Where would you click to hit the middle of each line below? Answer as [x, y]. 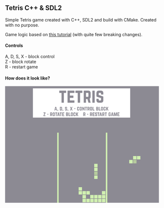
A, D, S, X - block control [30, 57]
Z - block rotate [21, 62]
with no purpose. [22, 25]
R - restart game [21, 67]
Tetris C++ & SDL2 [33, 8]
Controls [14, 45]
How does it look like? [28, 78]
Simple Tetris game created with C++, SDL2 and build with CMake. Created [81, 20]
